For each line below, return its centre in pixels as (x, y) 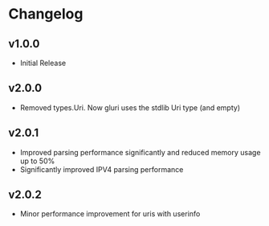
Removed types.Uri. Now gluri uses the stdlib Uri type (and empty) (130, 107)
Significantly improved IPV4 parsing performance (102, 169)
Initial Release (43, 63)
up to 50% (37, 161)
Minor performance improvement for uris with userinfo (110, 214)
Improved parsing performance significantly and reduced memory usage (140, 152)
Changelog (46, 14)
